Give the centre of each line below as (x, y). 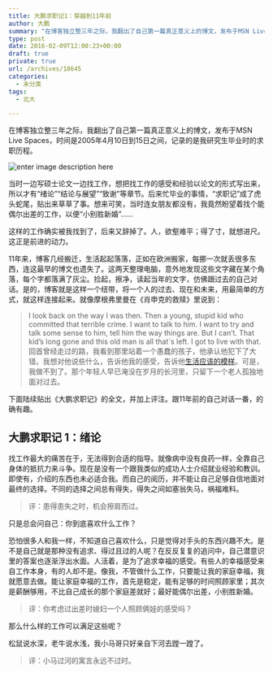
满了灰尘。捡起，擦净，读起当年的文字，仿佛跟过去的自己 (154, 279)
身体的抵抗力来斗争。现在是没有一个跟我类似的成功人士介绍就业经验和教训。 (136, 469)
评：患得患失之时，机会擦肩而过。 (85, 506)
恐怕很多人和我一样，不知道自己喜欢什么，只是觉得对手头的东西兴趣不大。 (133, 541)
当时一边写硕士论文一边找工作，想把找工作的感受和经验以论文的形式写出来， (136, 184)
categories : (28, 76)
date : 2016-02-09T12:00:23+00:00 (65, 46)
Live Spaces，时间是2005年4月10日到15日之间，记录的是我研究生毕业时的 (133, 141)
